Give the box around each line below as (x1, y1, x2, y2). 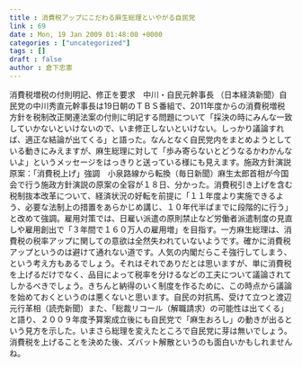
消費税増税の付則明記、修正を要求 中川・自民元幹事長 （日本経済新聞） (9, 89, 280, 100)
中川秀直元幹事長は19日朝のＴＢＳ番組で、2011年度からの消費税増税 (32, 100, 286, 111)
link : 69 (9, 22, 47, 31)
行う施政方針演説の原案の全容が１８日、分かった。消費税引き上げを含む (24, 179, 293, 190)
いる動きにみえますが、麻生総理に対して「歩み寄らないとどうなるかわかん (9, 145, 285, 156)
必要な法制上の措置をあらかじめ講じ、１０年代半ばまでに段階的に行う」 (24, 201, 293, 212)
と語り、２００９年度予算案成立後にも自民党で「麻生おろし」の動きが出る (9, 314, 285, 325)
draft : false (9, 55, 63, 64)
